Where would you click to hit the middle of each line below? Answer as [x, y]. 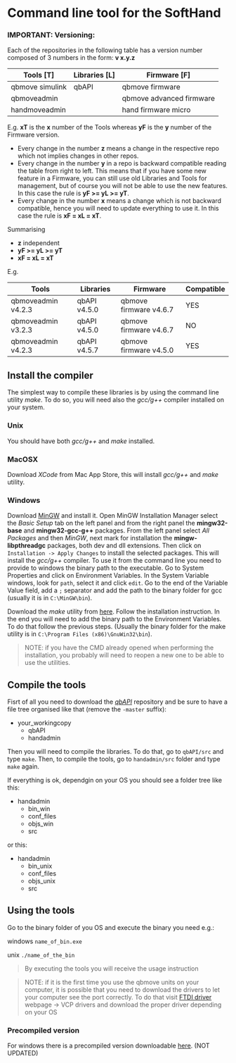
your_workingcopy [44, 723]
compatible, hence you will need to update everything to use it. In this [118, 209]
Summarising [26, 230]
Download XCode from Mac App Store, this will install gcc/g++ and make [113, 474]
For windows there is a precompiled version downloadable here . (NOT [109, 1046]
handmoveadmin [39, 110]
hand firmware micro [156, 110]
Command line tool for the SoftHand [114, 13]
